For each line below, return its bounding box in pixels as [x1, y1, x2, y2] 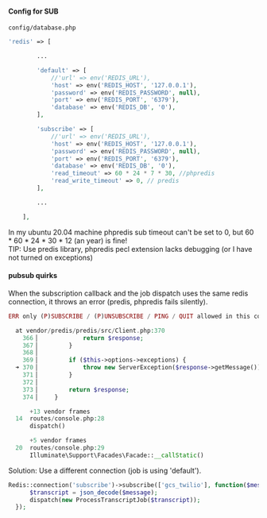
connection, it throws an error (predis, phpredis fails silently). [8, 296, 208, 306]
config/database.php [8, 24, 77, 32]
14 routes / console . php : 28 [15, 415, 105, 423]
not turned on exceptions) [8, 253, 94, 262]
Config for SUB [8, 6, 59, 16]
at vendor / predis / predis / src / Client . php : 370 [15, 327, 165, 334]
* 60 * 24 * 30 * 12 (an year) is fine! [8, 235, 128, 245]
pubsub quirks [8, 271, 58, 280]
